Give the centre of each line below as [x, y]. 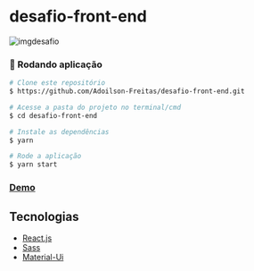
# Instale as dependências [59, 131]
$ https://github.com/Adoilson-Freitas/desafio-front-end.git [127, 91]
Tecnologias [44, 216]
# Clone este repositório [57, 83]
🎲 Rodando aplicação [56, 64]
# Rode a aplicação [45, 157]
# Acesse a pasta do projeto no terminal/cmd [95, 107]
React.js [37, 238]
